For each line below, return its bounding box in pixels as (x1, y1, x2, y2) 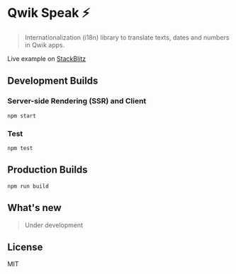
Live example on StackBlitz (7, 54, 86, 63)
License (7, 241, 43, 253)
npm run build (7, 183, 50, 190)
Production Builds (7, 164, 88, 176)
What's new (7, 202, 62, 214)
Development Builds (7, 75, 99, 87)
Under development (24, 220, 84, 229)
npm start (7, 112, 37, 120)
